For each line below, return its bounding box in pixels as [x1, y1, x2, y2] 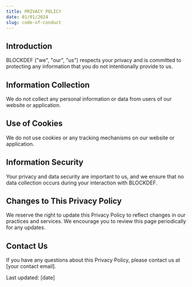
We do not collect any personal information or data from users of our [6, 95, 172, 102]
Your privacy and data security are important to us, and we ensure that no [6, 173, 184, 180]
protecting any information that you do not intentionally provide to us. [6, 63, 173, 70]
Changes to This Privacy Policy [6, 196, 122, 206]
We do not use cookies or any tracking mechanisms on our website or [6, 134, 174, 141]
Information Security [6, 158, 84, 168]
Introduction [6, 41, 53, 51]
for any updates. [6, 224, 46, 231]
